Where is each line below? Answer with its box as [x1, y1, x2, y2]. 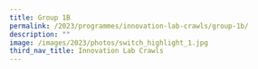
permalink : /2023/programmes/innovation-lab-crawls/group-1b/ [9, 22, 249, 30]
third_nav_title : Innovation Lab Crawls [9, 47, 165, 56]
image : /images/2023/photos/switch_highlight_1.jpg [9, 38, 208, 47]
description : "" [9, 30, 71, 39]
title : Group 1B [9, 13, 71, 22]
